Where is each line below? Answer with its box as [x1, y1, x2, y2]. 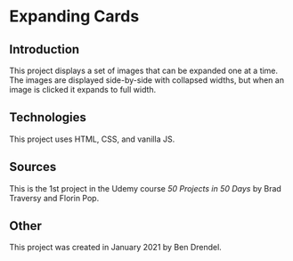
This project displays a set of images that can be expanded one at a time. [9, 65, 279, 76]
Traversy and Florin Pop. [9, 192, 100, 203]
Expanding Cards [9, 6, 140, 27]
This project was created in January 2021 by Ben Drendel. [9, 242, 223, 253]
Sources [9, 159, 57, 175]
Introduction [9, 42, 80, 57]
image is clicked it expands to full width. [9, 85, 157, 94]
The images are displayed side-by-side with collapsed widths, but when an [9, 75, 285, 86]
